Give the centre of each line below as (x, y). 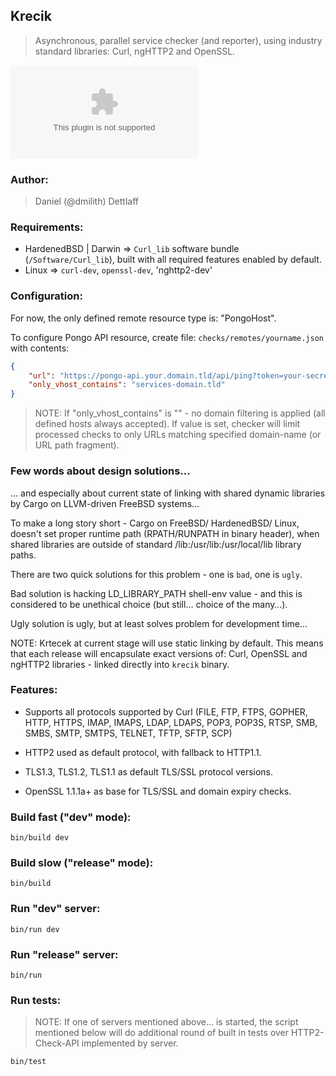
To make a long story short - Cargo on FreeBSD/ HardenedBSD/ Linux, (155, 523)
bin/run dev (35, 929)
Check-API (57, 1043)
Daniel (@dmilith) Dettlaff (86, 201)
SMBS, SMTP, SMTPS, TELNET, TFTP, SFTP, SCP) (128, 733)
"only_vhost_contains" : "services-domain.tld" (127, 385)
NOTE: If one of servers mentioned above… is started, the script (166, 1022)
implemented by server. (130, 1043)
